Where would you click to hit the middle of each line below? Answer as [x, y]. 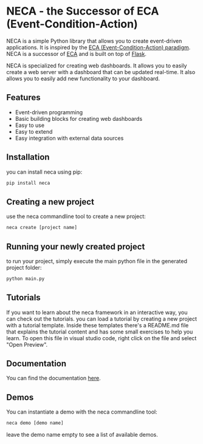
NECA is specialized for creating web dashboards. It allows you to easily [97, 66]
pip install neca [28, 183]
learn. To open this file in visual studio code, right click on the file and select [101, 338]
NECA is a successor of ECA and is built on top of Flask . [77, 53]
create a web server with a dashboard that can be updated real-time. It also [101, 72]
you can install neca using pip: [44, 172]
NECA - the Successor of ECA [83, 11]
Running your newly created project [76, 246]
